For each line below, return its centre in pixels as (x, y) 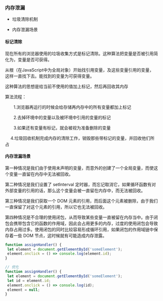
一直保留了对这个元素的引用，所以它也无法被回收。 (56, 207)
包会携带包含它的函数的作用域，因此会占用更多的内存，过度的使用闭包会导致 (81, 223)
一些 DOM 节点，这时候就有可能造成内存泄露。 (60, 235)
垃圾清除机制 (25, 19)
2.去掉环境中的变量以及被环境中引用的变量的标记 (62, 117)
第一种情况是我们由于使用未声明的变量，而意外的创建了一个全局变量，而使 (79, 168)
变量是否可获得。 (35, 59)
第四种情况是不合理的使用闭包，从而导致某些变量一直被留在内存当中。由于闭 (81, 217)
